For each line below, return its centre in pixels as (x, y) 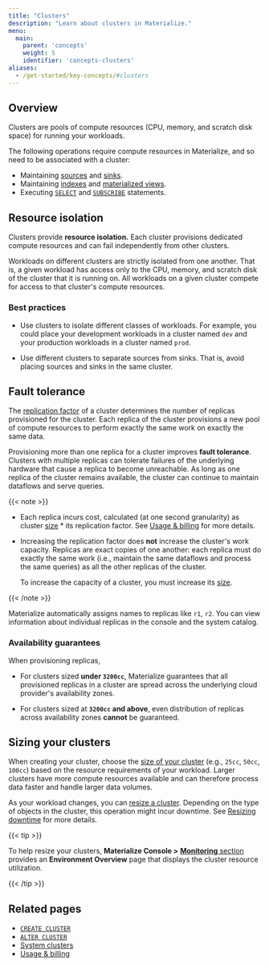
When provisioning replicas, (55, 660)
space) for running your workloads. (67, 136)
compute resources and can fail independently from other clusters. (119, 246)
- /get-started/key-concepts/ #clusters (82, 75)
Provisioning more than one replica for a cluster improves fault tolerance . (130, 452)
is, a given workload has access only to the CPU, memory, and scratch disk (133, 270)
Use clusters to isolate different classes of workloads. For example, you (138, 325)
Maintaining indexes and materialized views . (93, 184)
